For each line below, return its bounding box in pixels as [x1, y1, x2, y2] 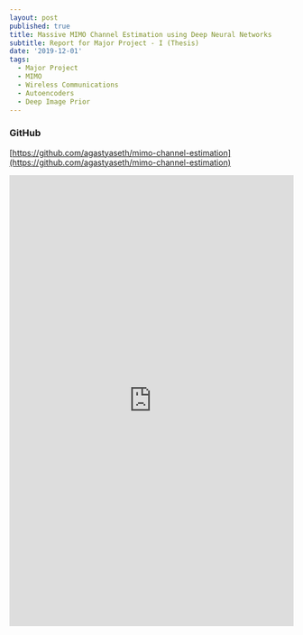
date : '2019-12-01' [9, 47, 83, 56]
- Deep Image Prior [17, 97, 91, 106]
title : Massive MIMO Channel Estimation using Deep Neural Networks [9, 30, 272, 39]
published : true [9, 22, 70, 31]
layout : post [9, 13, 59, 23]
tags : [9, 55, 30, 64]
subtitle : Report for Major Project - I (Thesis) [9, 38, 200, 48]
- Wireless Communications [17, 80, 119, 89]
